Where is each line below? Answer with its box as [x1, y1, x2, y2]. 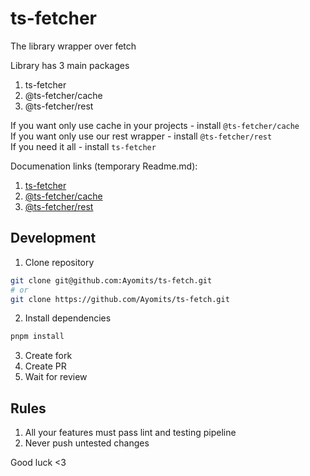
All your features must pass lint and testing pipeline [24, 427, 237, 439]
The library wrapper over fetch [10, 40, 137, 52]
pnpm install [10, 332, 65, 342]
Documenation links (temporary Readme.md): [10, 160, 198, 172]
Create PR [24, 360, 67, 372]
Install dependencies [24, 312, 112, 324]
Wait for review [24, 371, 88, 383]
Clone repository [24, 256, 95, 268]
